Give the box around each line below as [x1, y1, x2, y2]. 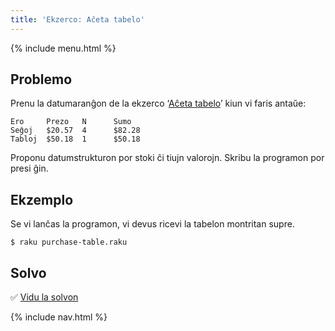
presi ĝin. [10, 162, 49, 175]
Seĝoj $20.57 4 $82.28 [10, 126, 141, 136]
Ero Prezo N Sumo [10, 117, 132, 127]
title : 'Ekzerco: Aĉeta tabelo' [10, 14, 145, 25]
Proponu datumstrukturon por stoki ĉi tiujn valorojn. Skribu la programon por [10, 152, 325, 164]
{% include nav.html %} [10, 311, 108, 323]
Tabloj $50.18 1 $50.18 [10, 134, 141, 145]
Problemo [10, 71, 73, 88]
